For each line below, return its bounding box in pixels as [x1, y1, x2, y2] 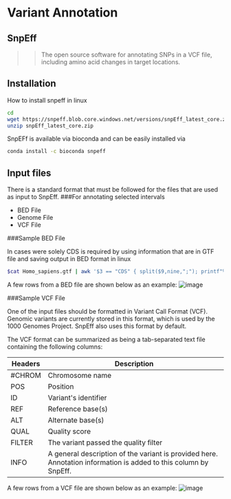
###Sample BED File [7, 234, 65, 243]
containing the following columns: [7, 343, 103, 351]
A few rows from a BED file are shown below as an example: [7, 281, 177, 289]
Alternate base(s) [47, 416, 104, 425]
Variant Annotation [7, 5, 118, 21]
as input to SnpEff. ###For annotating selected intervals [7, 193, 165, 201]
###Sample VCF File [7, 294, 65, 302]
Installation [7, 78, 56, 90]
